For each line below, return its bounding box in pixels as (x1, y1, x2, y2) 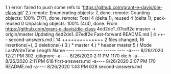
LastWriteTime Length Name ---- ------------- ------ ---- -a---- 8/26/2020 (5, 48, 163, 53)
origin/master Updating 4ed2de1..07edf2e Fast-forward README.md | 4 (5, 31, 157, 37)
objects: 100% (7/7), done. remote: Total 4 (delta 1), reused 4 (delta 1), (5, 15, 153, 21)
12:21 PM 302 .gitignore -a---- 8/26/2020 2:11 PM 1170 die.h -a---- (5, 53, 145, 59)
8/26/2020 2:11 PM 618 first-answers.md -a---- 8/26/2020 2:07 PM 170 (5, 58, 156, 64)
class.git (5, 10, 23, 16)
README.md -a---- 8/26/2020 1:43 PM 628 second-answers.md (5, 63, 142, 69)
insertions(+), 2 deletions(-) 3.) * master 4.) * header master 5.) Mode (5, 42, 152, 48)
